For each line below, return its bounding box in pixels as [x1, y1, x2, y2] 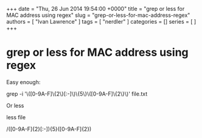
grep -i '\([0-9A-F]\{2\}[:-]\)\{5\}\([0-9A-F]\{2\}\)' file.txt [6, 90, 148, 97]
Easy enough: [6, 78, 41, 85]
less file [6, 113, 26, 120]
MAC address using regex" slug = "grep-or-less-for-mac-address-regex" [6, 11, 190, 19]
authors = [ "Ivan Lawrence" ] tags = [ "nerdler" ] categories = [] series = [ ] [6, 18, 197, 25]
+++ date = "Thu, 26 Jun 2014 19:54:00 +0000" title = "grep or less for [6, 5, 185, 12]
